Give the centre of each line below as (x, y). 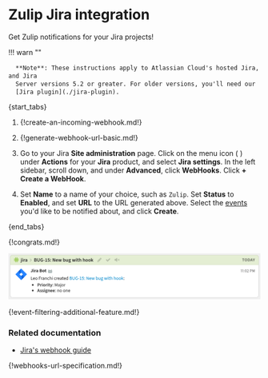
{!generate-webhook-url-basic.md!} (79, 137)
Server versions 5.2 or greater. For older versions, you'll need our (136, 84)
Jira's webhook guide (56, 350)
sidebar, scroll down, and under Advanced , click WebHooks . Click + (133, 170)
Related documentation (55, 332)
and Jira (23, 76)
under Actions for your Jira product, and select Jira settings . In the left (138, 161)
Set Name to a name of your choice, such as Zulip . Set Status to (127, 194)
